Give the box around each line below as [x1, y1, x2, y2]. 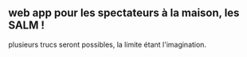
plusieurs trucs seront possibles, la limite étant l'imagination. [8, 40, 207, 49]
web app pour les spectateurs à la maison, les [8, 6, 240, 20]
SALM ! [8, 19, 45, 32]
